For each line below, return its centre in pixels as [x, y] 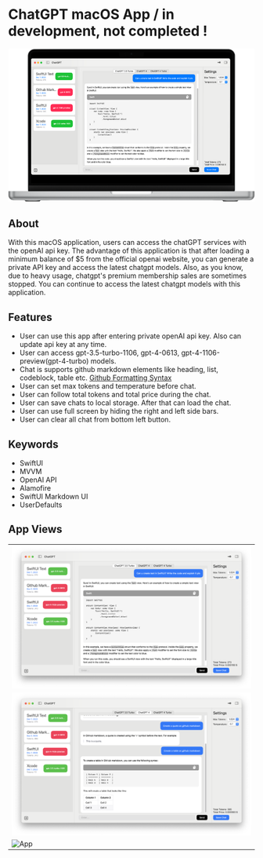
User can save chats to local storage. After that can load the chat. [125, 403]
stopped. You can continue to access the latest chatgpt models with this [124, 284]
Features [30, 317]
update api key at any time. [63, 345]
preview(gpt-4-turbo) [54, 361]
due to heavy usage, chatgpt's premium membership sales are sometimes [128, 276]
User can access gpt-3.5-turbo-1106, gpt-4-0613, [99, 353]
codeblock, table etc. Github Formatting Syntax [95, 378]
